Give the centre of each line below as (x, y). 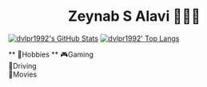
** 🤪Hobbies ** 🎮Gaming (51, 54)
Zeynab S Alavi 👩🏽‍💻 (134, 16)
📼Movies (23, 74)
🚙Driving (23, 65)
